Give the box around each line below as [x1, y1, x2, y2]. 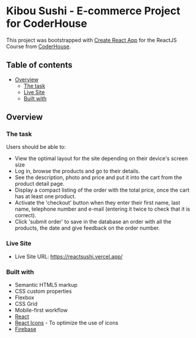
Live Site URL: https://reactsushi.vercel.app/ [14, 253, 123, 260]
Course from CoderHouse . [6, 43, 71, 50]
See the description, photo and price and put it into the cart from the [14, 174, 182, 181]
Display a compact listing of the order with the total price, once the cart [14, 186, 189, 194]
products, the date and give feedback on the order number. [14, 224, 160, 231]
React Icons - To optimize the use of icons [14, 320, 119, 327]
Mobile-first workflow [14, 306, 68, 314]
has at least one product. [14, 193, 76, 200]
